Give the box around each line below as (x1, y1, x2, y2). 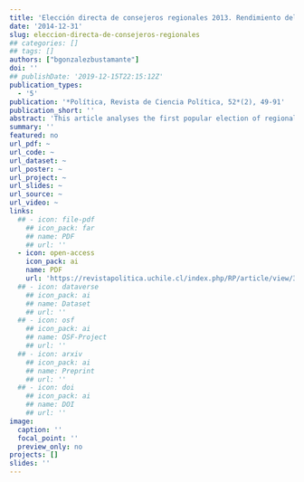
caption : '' (17, 425, 63, 434)
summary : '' (9, 123, 54, 132)
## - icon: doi (17, 383, 75, 392)
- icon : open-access (17, 249, 95, 258)
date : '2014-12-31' (9, 22, 83, 31)
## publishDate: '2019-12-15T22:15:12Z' (9, 72, 165, 81)
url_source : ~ (9, 190, 63, 199)
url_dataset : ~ (9, 156, 67, 165)
